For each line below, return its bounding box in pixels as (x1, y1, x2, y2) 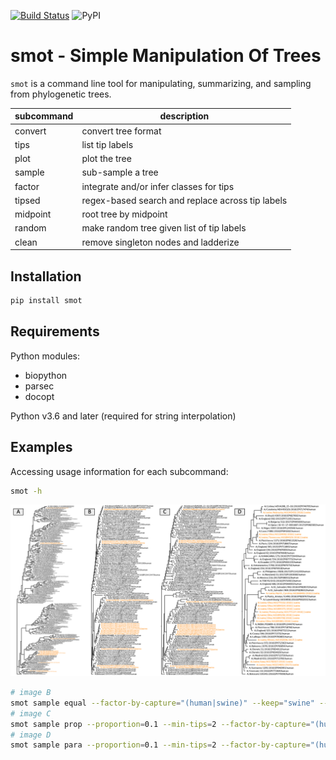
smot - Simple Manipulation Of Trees (10, 45, 322, 67)
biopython (24, 369, 68, 381)
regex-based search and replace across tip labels (81, 194, 288, 206)
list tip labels (81, 138, 134, 150)
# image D (10, 730, 52, 740)
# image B (10, 688, 52, 698)
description (159, 110, 210, 122)
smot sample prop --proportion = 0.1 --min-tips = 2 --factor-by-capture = (10, 719, 311, 729)
